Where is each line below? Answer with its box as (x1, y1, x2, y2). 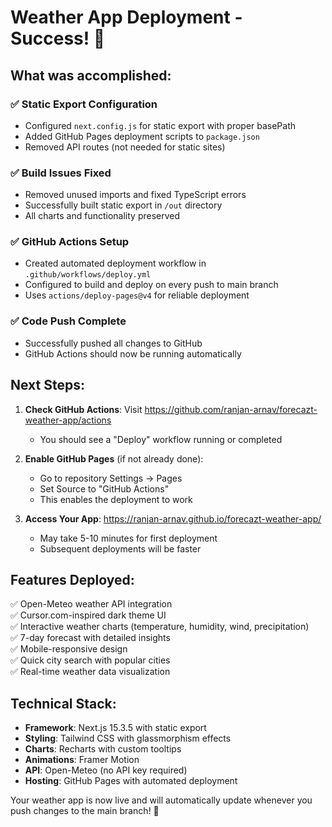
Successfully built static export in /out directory (24, 199, 223, 211)
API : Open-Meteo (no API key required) (24, 764, 188, 776)
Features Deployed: (10, 571, 135, 588)
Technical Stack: (10, 695, 117, 712)
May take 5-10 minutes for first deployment (39, 532, 218, 544)
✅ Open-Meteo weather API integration (10, 598, 173, 610)
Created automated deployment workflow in (24, 257, 207, 270)
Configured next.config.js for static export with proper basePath (24, 119, 297, 131)
